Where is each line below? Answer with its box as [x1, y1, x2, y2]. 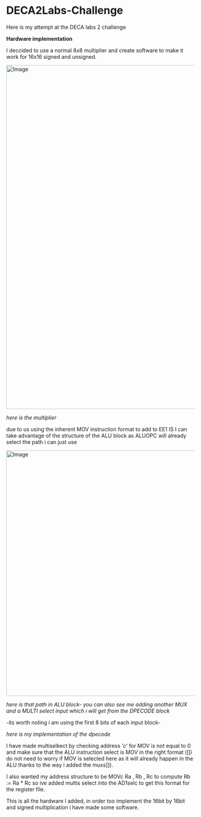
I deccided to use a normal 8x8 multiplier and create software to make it [6, 46, 184, 54]
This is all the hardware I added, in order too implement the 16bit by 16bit [6, 797, 185, 804]
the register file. [6, 785, 45, 793]
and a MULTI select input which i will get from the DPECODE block [6, 707, 170, 714]
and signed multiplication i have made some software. [6, 803, 139, 811]
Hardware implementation [6, 35, 73, 42]
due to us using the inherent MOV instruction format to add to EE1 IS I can [6, 425, 187, 433]
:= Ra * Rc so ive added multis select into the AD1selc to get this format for [6, 779, 190, 786]
